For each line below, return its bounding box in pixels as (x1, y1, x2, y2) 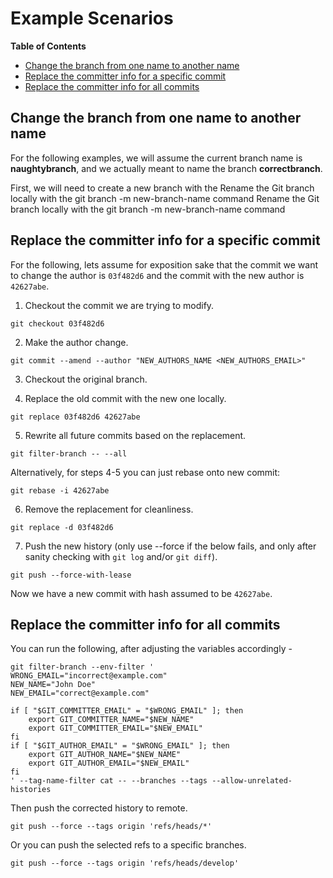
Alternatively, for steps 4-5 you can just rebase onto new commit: (10, 466, 281, 478)
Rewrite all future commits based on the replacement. (24, 429, 247, 441)
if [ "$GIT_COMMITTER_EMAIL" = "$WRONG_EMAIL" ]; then (10, 706, 244, 716)
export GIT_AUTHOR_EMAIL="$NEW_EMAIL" (28, 758, 190, 769)
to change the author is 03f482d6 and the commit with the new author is (10, 269, 305, 281)
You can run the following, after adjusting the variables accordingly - (10, 643, 293, 655)
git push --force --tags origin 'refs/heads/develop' (10, 858, 240, 869)
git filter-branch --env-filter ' (10, 662, 155, 672)
